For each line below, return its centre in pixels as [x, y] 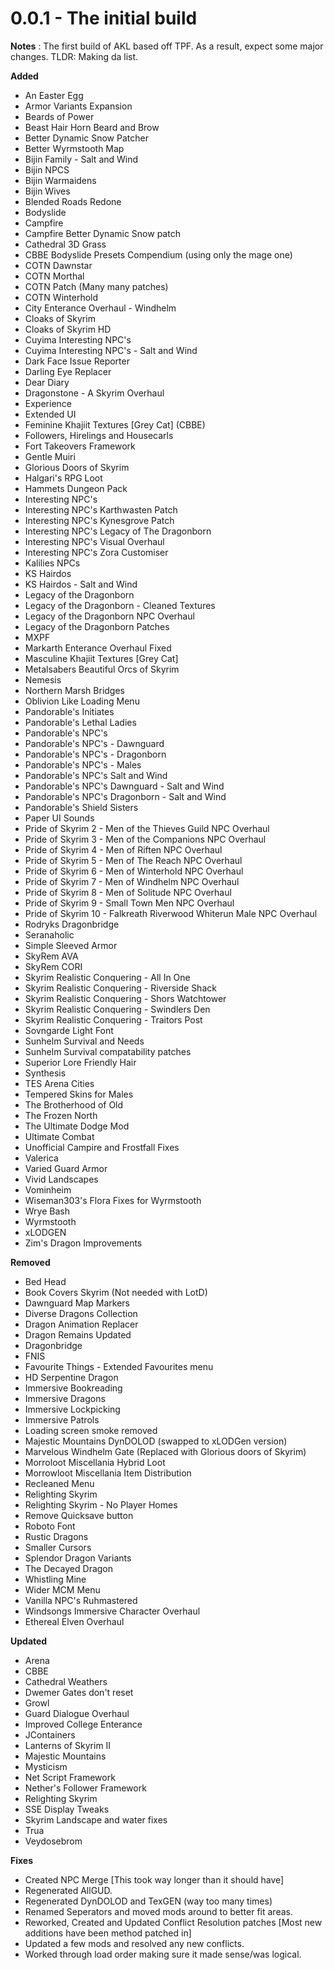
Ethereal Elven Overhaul [74, 1621]
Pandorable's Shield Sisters [81, 807]
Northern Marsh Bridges [74, 690]
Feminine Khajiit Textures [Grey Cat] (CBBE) [115, 424]
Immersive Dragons [65, 1398]
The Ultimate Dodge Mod [77, 1126]
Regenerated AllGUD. [68, 1890]
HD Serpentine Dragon [71, 1377]
